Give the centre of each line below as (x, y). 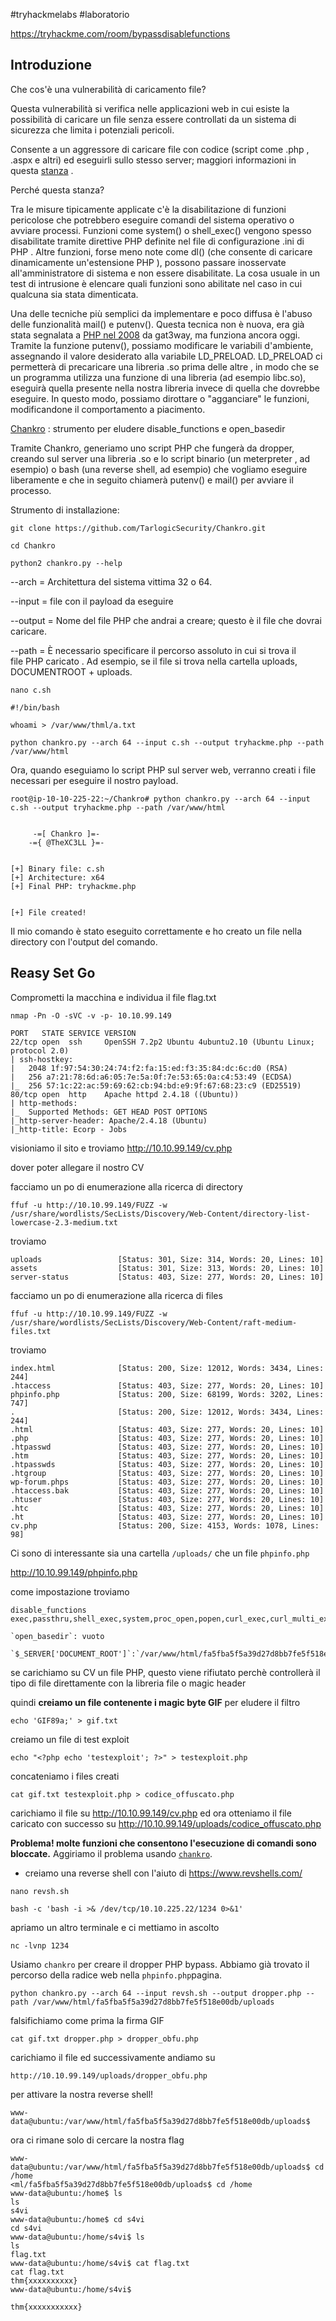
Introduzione (51, 65)
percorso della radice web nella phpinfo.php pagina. (116, 1975)
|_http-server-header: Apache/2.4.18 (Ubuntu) (109, 1120)
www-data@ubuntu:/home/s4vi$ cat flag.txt (100, 2263)
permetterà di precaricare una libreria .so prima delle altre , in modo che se (165, 366)
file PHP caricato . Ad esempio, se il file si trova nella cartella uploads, (154, 661)
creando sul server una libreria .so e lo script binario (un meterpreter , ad (160, 458)
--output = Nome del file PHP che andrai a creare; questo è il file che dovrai (166, 620)
